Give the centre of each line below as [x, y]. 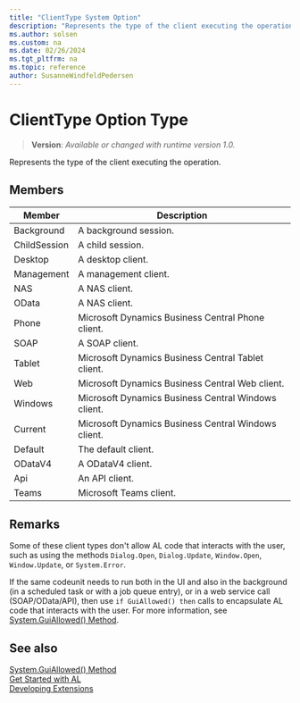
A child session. [111, 245]
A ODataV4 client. [115, 464]
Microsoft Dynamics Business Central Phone [171, 317]
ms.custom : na [36, 42]
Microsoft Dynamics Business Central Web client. [181, 383]
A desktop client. [113, 259]
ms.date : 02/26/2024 [48, 51]
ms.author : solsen [43, 34]
